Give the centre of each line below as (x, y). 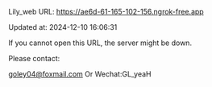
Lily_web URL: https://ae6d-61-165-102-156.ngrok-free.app (106, 12)
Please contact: (34, 58)
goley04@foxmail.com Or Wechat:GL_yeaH (80, 74)
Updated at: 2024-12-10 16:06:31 (63, 27)
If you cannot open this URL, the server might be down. (100, 43)
